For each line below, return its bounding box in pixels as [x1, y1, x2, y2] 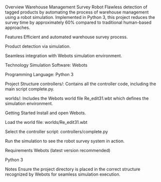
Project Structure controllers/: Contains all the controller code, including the [5, 81, 156, 87]
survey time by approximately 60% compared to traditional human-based [5, 19, 152, 25]
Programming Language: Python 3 [5, 72, 74, 77]
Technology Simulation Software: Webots [5, 62, 88, 68]
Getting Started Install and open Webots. [5, 110, 86, 116]
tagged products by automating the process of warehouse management [5, 9, 149, 15]
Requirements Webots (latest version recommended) [5, 148, 111, 153]
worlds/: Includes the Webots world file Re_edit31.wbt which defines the [5, 95, 149, 101]
